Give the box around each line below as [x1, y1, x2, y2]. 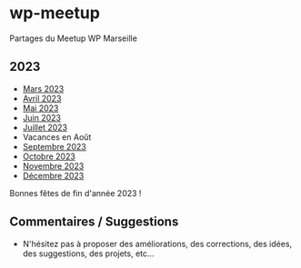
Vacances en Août [22, 131, 92, 143]
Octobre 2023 [22, 151, 75, 162]
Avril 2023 [22, 93, 62, 104]
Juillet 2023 [22, 122, 68, 133]
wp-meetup [9, 3, 100, 24]
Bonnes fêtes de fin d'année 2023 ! [9, 187, 142, 198]
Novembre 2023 [22, 160, 85, 171]
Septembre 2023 [22, 141, 86, 152]
